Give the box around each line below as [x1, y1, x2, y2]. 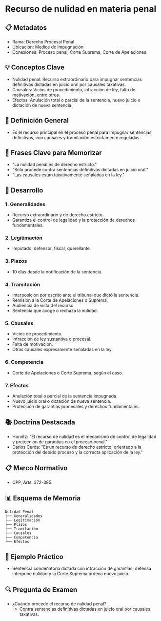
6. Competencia [5, 359, 44, 366]
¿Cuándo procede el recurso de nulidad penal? [12, 600, 106, 606]
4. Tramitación [5, 281, 40, 288]
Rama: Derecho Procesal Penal [12, 39, 75, 44]
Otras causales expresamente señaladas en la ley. [12, 347, 113, 352]
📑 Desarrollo [5, 186, 43, 194]
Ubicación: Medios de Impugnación [12, 44, 84, 50]
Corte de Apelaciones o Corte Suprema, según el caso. [12, 370, 123, 375]
